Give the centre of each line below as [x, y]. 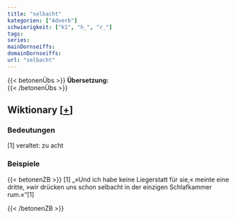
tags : [15, 34]
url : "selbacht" [31, 60]
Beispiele [24, 164]
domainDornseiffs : [34, 54]
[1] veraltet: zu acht [35, 145]
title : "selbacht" [34, 14]
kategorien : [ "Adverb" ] [43, 21]
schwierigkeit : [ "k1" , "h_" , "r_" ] [60, 27]
